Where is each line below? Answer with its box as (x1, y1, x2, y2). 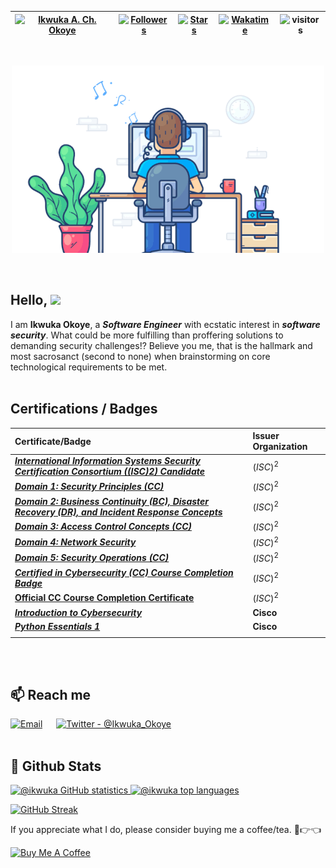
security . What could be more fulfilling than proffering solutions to (10, 329, 284, 341)
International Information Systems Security (14, 455, 201, 467)
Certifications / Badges (10, 401, 158, 418)
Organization (252, 441, 308, 453)
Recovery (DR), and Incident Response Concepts (14, 506, 223, 518)
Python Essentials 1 (14, 620, 101, 632)
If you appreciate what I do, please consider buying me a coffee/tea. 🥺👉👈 (10, 824, 322, 836)
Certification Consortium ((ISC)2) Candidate (14, 466, 205, 478)
